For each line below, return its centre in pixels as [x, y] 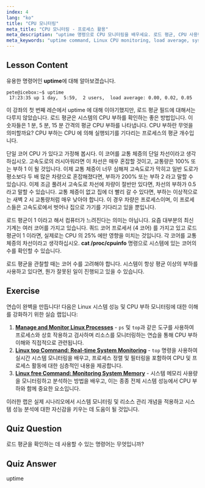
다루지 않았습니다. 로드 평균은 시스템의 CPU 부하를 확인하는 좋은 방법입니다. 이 [100, 118]
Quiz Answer [31, 464]
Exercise [23, 291]
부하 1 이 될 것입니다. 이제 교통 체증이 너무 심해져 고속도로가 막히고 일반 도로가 [105, 168]
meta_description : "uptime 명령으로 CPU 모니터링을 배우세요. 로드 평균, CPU [97, 35]
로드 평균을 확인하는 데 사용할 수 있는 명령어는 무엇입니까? [75, 444]
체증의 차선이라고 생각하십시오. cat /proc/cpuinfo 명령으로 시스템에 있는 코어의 [102, 243]
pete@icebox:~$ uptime [35, 92]
